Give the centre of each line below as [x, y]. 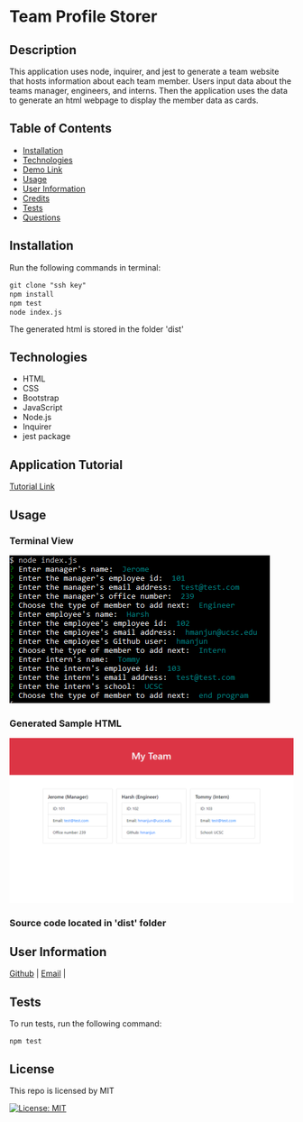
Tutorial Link [32, 487]
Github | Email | [37, 974]
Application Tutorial [66, 465]
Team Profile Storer [83, 17]
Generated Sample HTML [65, 723]
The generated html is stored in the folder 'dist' [97, 329]
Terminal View [41, 540]
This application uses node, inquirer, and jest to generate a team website [144, 71]
